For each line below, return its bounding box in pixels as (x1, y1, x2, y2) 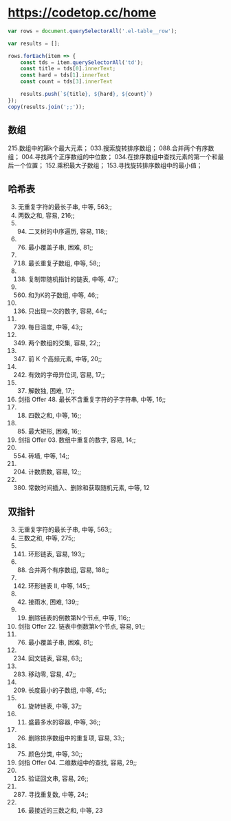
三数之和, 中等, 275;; (17, 534, 76, 543)
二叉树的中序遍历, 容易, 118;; (27, 227, 109, 236)
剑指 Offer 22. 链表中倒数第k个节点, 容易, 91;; (17, 622, 145, 631)
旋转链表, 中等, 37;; (27, 702, 82, 711)
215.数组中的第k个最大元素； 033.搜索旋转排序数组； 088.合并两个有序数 (8, 143, 214, 152)
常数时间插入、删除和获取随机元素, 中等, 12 (27, 484, 150, 492)
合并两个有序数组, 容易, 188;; (27, 566, 109, 574)
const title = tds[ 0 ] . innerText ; (20, 65, 116, 72)
